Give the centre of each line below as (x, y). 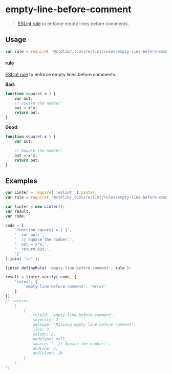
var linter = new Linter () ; (35, 206)
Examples (21, 181)
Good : (12, 127)
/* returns (17, 301)
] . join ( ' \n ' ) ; (23, 259)
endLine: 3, (45, 348)
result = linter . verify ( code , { (41, 277)
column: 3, (44, 334)
